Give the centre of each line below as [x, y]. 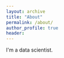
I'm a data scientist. [30, 50]
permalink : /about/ [30, 22]
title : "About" [24, 17]
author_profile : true [32, 28]
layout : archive [26, 11]
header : [15, 33]
